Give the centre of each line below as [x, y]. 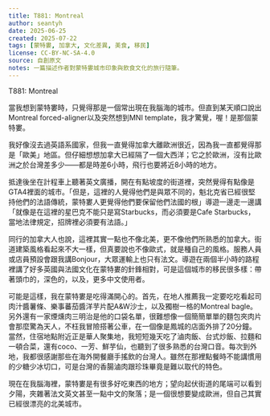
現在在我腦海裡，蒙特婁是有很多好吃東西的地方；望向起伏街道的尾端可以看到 [135, 383]
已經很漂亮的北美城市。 [47, 403]
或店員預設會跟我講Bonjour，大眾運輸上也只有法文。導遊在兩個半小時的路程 [134, 259]
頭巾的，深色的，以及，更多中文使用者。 [82, 279]
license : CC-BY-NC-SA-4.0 [51, 53]
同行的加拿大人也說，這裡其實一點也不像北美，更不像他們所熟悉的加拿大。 [131, 239]
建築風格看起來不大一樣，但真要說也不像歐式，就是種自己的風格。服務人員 [138, 249]
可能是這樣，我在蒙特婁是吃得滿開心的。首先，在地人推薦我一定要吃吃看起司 [135, 296]
